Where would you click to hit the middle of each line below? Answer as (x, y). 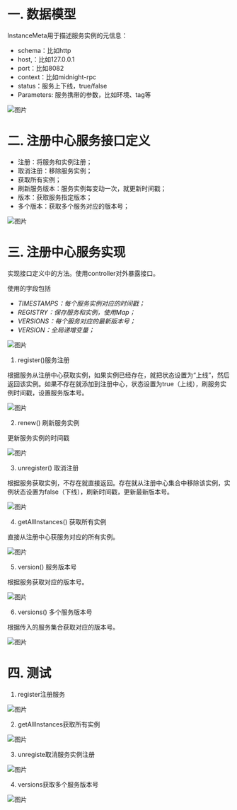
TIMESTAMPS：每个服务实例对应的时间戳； (81, 303)
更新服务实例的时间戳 (38, 438)
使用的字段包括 (29, 288)
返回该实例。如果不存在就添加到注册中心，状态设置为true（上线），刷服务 (114, 383)
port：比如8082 (41, 68)
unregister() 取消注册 (48, 468)
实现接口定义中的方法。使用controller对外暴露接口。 (83, 273)
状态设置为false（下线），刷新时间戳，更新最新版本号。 (93, 492)
